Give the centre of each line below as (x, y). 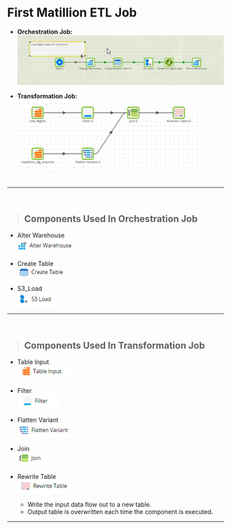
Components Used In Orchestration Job (111, 219)
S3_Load (30, 289)
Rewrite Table (36, 477)
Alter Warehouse (41, 236)
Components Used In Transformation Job (114, 345)
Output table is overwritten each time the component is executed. (120, 512)
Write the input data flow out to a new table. (89, 505)
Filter (24, 391)
